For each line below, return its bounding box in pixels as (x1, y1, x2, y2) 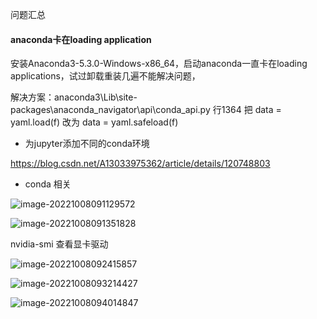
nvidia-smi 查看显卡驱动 (10, 238, 109, 250)
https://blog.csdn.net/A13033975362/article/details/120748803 (10, 158, 271, 170)
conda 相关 (24, 178, 72, 190)
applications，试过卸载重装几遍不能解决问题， (10, 70, 201, 82)
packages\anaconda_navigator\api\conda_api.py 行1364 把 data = (10, 104, 282, 116)
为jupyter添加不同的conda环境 (24, 138, 150, 150)
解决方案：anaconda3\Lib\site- (10, 91, 138, 103)
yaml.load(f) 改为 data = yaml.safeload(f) (10, 116, 179, 128)
